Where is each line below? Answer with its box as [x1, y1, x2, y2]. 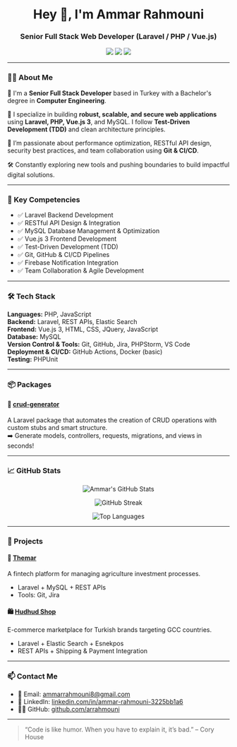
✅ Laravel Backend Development [17, 211, 114, 220]
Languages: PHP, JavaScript [7, 310, 92, 318]
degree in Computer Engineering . [7, 96, 107, 104]
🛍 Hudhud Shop [7, 607, 56, 616]
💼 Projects [7, 536, 44, 546]
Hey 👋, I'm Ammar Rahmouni [32, 6, 205, 23]
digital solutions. [7, 170, 55, 179]
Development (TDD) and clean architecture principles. [7, 125, 166, 133]
